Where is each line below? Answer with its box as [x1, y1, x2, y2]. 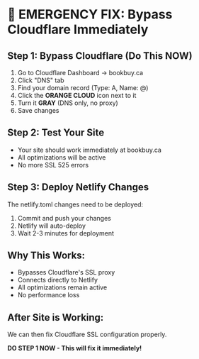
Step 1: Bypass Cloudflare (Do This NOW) [7, 50, 193, 62]
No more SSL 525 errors [17, 160, 89, 169]
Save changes [17, 106, 59, 114]
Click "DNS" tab [17, 76, 65, 84]
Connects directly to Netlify [17, 276, 98, 285]
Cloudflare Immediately [7, 21, 149, 38]
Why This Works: [7, 250, 86, 262]
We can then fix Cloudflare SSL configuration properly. [7, 330, 167, 339]
